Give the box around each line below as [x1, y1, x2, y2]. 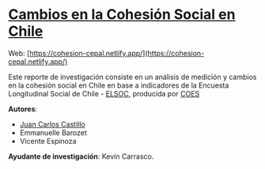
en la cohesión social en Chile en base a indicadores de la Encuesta [8, 81, 229, 90]
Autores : [8, 104, 38, 114]
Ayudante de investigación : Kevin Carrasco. [8, 152, 154, 161]
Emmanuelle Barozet [19, 128, 87, 137]
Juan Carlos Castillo [19, 119, 85, 129]
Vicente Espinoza [19, 136, 77, 145]
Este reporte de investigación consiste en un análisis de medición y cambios [8, 72, 257, 81]
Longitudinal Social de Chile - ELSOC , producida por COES [8, 88, 200, 98]
